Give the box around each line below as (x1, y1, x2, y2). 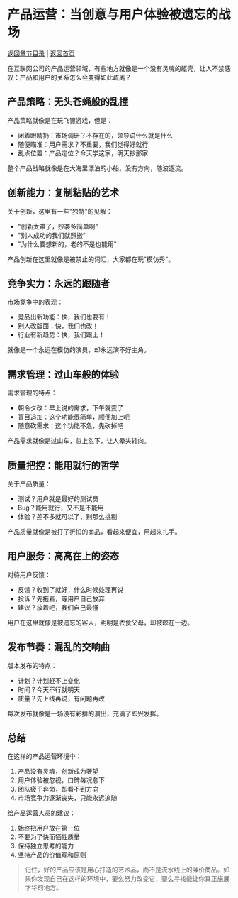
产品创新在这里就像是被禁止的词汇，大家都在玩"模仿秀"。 (7, 255, 175, 263)
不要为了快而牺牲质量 (17, 833, 80, 841)
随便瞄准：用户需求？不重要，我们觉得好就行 (17, 140, 149, 148)
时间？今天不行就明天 (17, 685, 80, 694)
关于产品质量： (7, 480, 51, 488)
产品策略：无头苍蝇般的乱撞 (7, 96, 129, 108)
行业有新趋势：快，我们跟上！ (17, 331, 105, 339)
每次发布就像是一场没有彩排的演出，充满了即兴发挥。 (7, 709, 163, 718)
